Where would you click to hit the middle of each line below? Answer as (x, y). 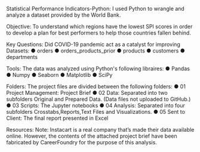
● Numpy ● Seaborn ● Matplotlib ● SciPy (59, 75)
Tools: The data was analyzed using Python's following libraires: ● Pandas (98, 69)
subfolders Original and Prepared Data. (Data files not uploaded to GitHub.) (99, 99)
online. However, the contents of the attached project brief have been (92, 136)
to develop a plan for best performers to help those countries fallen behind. (99, 33)
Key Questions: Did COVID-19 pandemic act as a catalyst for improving (93, 44)
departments (22, 57)
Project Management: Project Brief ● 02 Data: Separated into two (87, 93)
